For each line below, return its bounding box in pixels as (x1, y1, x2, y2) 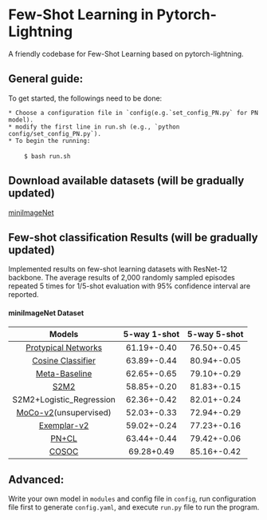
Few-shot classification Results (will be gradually (8, 230, 258, 244)
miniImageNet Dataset (8, 308, 84, 317)
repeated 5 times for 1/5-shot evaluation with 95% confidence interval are (8, 281, 251, 291)
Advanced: (8, 473, 65, 486)
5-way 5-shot (187, 328, 244, 339)
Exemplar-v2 (38, 419, 89, 431)
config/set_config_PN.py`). (8, 129, 102, 137)
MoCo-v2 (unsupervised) (16, 407, 112, 418)
